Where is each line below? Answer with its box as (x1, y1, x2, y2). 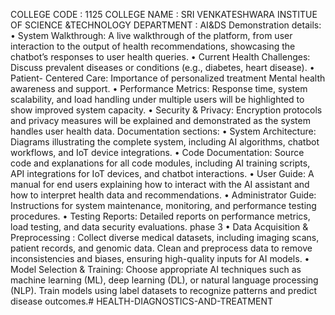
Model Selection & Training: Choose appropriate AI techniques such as (10, 264, 302, 275)
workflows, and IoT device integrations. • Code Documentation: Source (10, 147, 305, 158)
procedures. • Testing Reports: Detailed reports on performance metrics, (10, 210, 311, 222)
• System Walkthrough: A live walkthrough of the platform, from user (10, 30, 293, 41)
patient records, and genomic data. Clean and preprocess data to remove (10, 242, 313, 254)
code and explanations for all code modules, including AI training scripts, (10, 157, 311, 169)
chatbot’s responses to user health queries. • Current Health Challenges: (10, 51, 311, 63)
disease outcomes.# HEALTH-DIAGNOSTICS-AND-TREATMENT (10, 295, 274, 307)
